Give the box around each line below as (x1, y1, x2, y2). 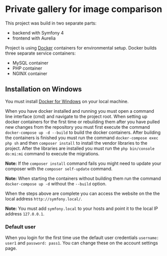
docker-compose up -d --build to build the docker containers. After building (5, 129, 161, 135)
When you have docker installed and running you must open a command (5, 108, 155, 114)
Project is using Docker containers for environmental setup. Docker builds (5, 45, 157, 51)
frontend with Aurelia (12, 35, 56, 41)
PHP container (12, 65, 42, 71)
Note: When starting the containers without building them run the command (5, 175, 161, 181)
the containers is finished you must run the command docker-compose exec (5, 134, 159, 141)
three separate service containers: (5, 50, 76, 56)
